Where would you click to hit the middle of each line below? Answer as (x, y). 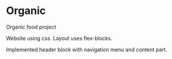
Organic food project (31, 27)
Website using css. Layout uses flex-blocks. (59, 38)
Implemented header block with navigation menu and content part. (87, 49)
